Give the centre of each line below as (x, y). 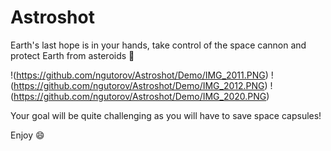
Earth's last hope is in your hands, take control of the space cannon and (158, 45)
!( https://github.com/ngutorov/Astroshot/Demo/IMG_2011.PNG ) (139, 75)
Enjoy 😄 (27, 135)
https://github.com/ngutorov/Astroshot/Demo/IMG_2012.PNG (139, 85)
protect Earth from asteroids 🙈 (72, 55)
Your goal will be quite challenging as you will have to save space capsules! (166, 115)
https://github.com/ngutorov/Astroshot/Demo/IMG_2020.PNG (140, 96)
